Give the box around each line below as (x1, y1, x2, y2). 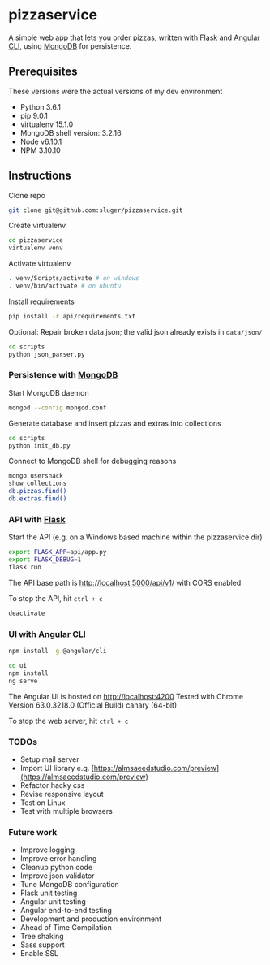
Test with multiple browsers (19, 806, 114, 816)
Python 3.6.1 (19, 102, 62, 111)
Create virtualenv (8, 221, 66, 231)
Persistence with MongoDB (8, 370, 118, 381)
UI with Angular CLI (8, 628, 87, 639)
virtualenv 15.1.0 (19, 119, 74, 129)
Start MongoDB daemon (8, 387, 89, 397)
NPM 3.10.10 (19, 145, 61, 155)
